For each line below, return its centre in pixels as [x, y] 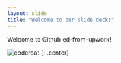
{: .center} [55, 53]
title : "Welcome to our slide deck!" [61, 20]
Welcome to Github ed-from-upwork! [59, 39]
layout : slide [27, 13]
